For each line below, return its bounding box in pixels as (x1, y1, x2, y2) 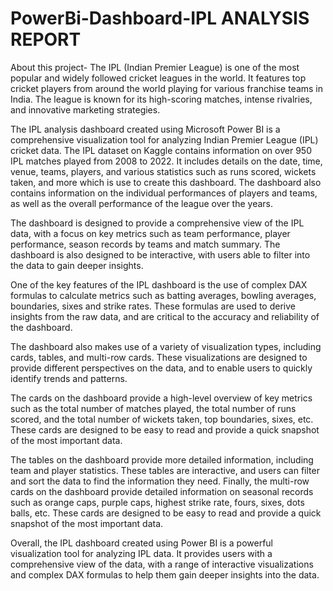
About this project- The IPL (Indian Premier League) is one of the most (10, 61, 300, 73)
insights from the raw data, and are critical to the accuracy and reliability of (10, 310, 320, 322)
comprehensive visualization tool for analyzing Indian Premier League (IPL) (10, 133, 319, 146)
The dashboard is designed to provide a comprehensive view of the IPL (10, 217, 305, 229)
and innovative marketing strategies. (10, 103, 161, 116)
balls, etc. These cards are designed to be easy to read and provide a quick (10, 507, 322, 519)
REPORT (10, 28, 82, 51)
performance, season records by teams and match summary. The (10, 238, 281, 250)
